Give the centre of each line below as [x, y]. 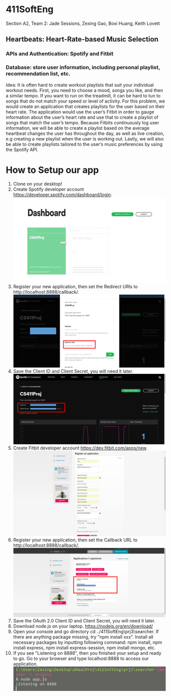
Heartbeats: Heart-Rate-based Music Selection [82, 39]
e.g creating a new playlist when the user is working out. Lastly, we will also [85, 138]
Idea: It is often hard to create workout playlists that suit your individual [80, 85]
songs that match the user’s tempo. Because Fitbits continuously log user [82, 122]
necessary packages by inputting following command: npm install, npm [88, 642]
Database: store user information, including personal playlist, [83, 67]
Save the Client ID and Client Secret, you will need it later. [73, 371]
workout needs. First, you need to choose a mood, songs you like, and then [84, 90]
